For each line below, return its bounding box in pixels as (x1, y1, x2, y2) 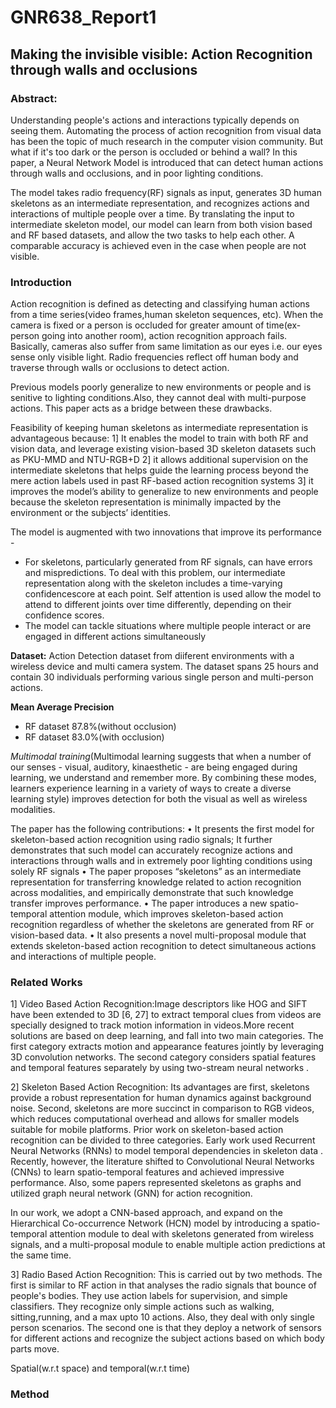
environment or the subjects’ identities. (10, 507, 172, 519)
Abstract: (10, 91, 58, 105)
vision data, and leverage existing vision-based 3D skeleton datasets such (10, 443, 317, 455)
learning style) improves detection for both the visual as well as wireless (10, 793, 308, 805)
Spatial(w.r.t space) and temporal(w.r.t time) (10, 1362, 191, 1375)
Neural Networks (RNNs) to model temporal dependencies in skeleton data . (10, 1145, 324, 1157)
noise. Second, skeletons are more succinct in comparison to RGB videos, (10, 1102, 315, 1115)
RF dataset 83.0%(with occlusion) (24, 731, 165, 743)
